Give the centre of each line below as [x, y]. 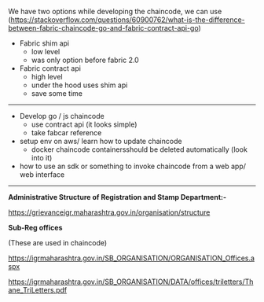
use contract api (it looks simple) [84, 124]
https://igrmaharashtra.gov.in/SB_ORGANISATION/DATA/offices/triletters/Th [131, 282]
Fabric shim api [44, 43]
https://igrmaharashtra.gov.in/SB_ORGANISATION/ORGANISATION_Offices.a [132, 258]
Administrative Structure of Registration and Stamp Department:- [117, 197]
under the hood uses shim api [79, 85]
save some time [57, 93]
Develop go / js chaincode [62, 116]
